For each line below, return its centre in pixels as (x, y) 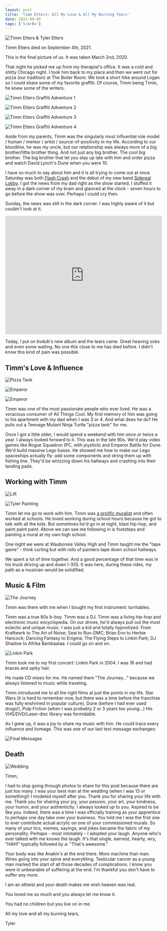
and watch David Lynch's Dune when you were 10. (57, 163)
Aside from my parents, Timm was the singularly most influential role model (83, 137)
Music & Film (25, 585)
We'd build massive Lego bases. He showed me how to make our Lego (78, 450)
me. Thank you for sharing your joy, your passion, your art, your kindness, (81, 801)
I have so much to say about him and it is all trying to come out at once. (78, 173)
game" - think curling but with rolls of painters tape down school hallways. (81, 549)
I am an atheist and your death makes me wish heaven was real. (71, 885)
